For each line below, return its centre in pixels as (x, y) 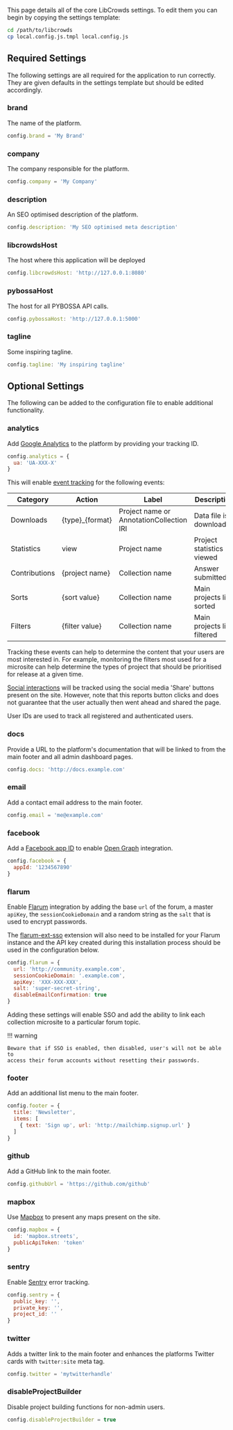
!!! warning (23, 1035)
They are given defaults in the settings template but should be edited (105, 82)
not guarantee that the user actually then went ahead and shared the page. (114, 703)
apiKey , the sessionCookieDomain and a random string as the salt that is (109, 914)
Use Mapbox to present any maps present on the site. (84, 1217)
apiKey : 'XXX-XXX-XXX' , (48, 982)
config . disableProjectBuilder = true (62, 1420)
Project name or (145, 511)
